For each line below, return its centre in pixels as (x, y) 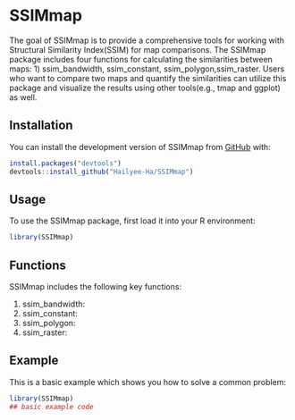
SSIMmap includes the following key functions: (95, 286)
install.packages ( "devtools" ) (66, 163)
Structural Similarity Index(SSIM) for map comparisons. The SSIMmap (138, 49)
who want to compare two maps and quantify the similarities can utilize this (148, 78)
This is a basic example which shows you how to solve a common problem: (147, 382)
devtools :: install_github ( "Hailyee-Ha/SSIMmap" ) (101, 172)
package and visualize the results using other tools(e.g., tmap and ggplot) (145, 88)
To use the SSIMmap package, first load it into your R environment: (133, 221)
